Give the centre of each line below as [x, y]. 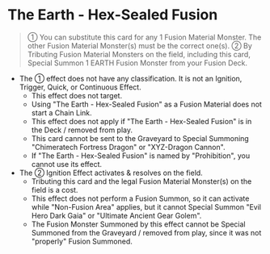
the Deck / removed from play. [82, 130]
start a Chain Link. [61, 112]
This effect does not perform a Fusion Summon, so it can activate [140, 198]
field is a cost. [55, 189]
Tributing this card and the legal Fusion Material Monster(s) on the [141, 181]
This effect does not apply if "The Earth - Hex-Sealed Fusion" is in [141, 121]
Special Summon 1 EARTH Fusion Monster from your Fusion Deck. [137, 63]
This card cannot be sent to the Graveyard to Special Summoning [140, 138]
